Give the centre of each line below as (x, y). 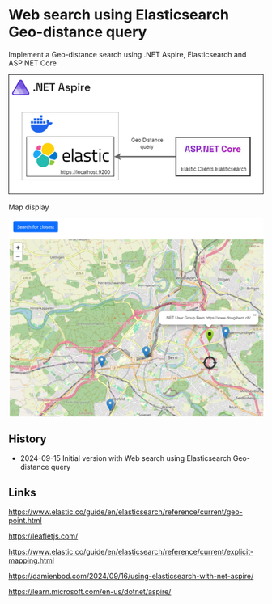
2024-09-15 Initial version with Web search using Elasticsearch (125, 458)
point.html (25, 521)
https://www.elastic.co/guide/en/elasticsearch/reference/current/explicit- (131, 552)
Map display (29, 207)
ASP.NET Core (32, 63)
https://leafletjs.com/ (43, 536)
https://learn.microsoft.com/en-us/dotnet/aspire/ (90, 592)
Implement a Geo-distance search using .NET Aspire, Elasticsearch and (127, 54)
